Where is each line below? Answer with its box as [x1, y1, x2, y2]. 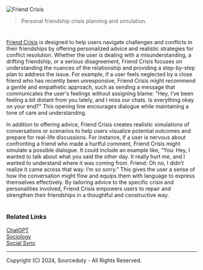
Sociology [6, 233, 31, 240]
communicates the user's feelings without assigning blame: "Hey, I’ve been [6, 90, 194, 97]
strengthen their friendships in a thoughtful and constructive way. [6, 191, 169, 199]
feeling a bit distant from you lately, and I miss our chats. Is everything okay [6, 97, 195, 104]
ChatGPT [6, 227, 29, 234]
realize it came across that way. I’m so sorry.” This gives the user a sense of [6, 166, 195, 173]
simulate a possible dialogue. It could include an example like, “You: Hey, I [6, 147, 190, 154]
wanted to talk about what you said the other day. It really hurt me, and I [6, 153, 185, 160]
